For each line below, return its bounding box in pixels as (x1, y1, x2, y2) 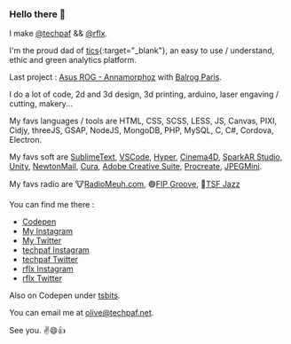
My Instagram (21, 226, 74, 237)
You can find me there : (9, 199, 95, 210)
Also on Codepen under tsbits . (9, 290, 121, 301)
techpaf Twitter (21, 254, 78, 265)
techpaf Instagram (21, 245, 90, 255)
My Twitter (21, 235, 62, 246)
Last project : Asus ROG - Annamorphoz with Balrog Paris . (9, 72, 222, 82)
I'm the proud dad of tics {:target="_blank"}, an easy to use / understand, (9, 45, 275, 56)
